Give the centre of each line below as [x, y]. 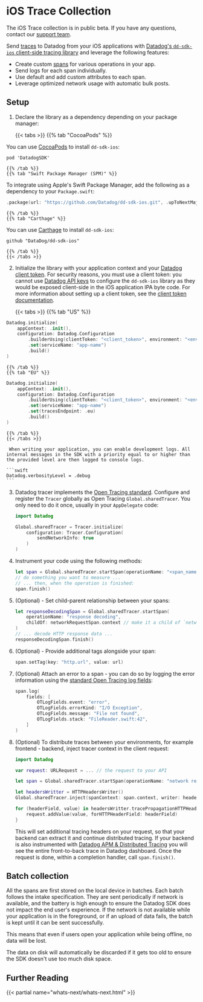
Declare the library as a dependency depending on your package [96, 117]
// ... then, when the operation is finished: [75, 583]
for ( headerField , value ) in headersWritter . [73, 809]
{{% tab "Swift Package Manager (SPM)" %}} [62, 173]
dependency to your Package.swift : [50, 191]
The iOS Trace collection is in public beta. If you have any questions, [92, 28]
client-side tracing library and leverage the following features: [93, 52]
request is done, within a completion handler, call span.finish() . [95, 857]
